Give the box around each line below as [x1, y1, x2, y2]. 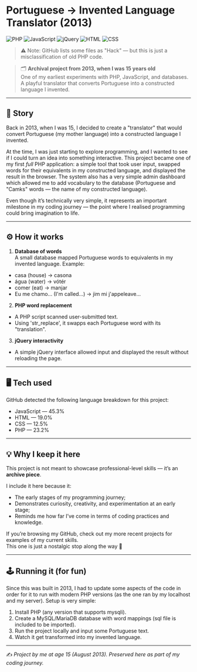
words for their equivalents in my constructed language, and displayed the [6, 167, 186, 174]
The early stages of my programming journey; [14, 494, 126, 501]
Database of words [14, 248, 62, 255]
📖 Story [6, 108, 34, 118]
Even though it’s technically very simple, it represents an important [6, 197, 167, 204]
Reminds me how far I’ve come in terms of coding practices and [14, 513, 169, 520]
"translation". [14, 325, 46, 332]
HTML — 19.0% [14, 414, 53, 421]
